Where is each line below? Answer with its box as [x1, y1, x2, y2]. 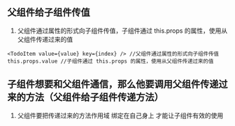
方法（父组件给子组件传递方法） [25, 91, 164, 103]
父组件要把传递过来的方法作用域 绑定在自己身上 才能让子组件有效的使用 [17, 111, 224, 120]
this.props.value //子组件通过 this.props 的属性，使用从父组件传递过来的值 [7, 58, 214, 65]
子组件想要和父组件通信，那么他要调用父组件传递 [7, 79, 219, 90]
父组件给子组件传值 [7, 6, 90, 19]
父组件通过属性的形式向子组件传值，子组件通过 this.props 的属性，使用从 [17, 26, 228, 35]
